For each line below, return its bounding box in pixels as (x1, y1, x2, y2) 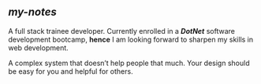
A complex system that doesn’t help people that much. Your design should (8, 58, 250, 68)
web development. (8, 42, 69, 53)
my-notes (8, 5, 58, 19)
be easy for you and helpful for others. (8, 66, 133, 76)
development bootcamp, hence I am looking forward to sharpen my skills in (8, 35, 254, 44)
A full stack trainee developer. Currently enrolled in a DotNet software (8, 26, 235, 35)
